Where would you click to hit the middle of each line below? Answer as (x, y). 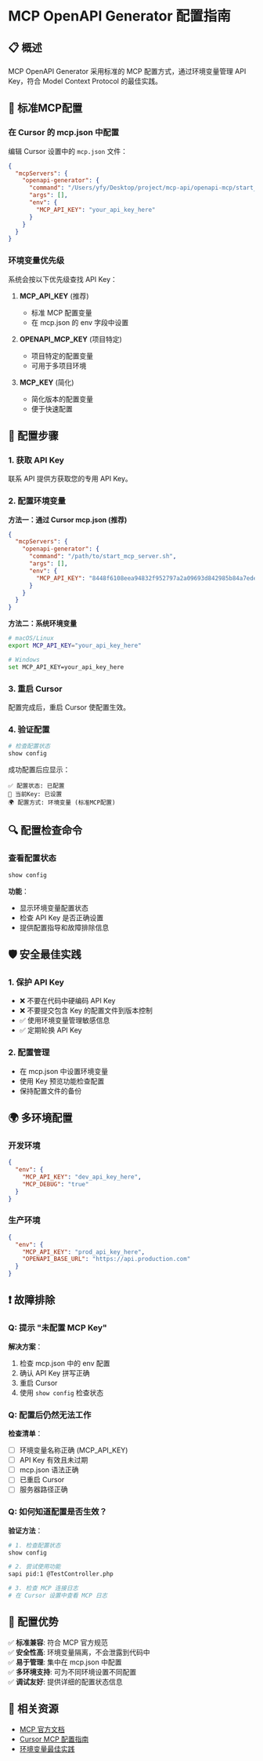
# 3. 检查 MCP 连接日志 (43, 1588)
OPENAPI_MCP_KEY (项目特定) (71, 339)
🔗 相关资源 (33, 1709)
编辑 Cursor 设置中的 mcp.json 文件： (68, 151)
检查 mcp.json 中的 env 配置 (65, 1363)
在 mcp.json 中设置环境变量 (63, 1071)
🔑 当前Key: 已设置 (35, 795)
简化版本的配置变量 (62, 399)
